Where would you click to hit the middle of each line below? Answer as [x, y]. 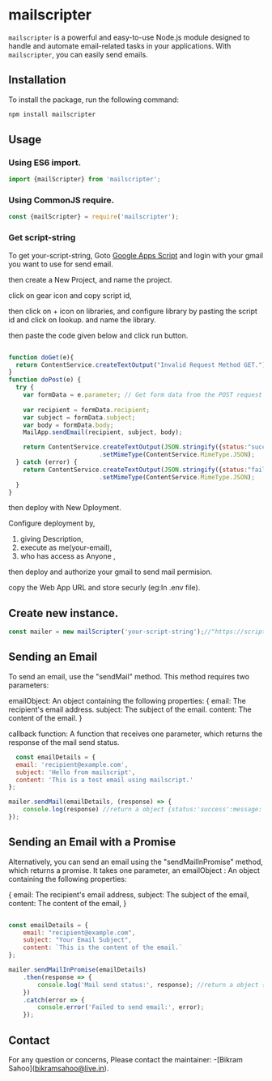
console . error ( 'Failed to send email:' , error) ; [121, 1007]
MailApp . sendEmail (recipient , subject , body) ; [103, 432]
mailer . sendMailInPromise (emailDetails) [78, 970]
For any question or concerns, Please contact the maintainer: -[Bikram [125, 1060]
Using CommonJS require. [62, 200]
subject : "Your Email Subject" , [77, 940]
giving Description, [51, 539]
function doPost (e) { [45, 380]
